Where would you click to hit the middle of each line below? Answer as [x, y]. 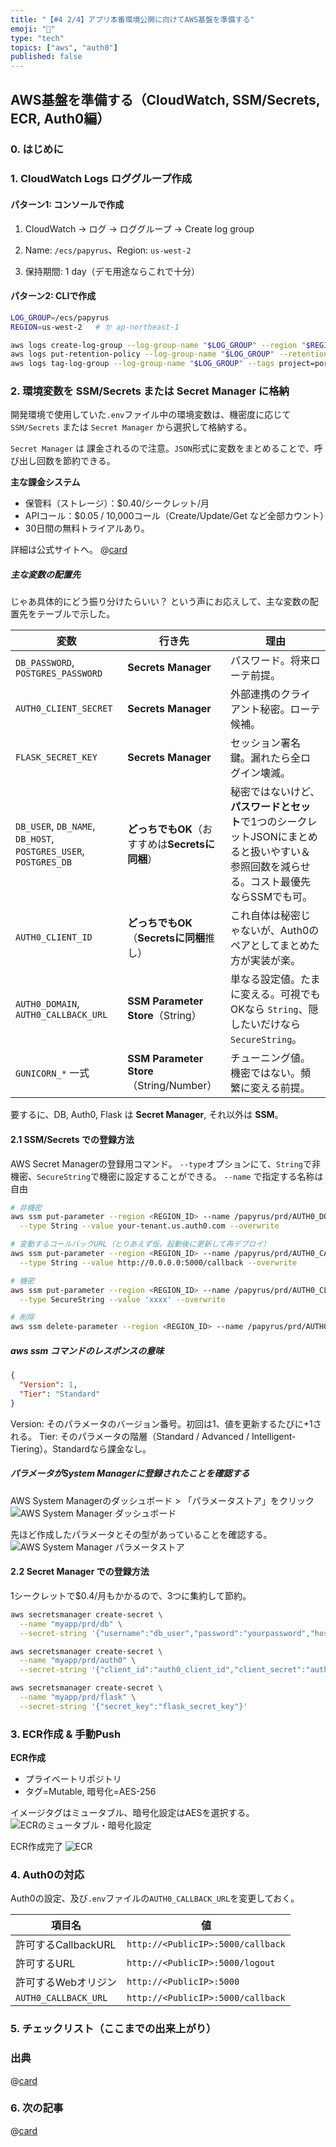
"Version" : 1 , [48, 1385]
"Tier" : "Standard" [60, 1394]
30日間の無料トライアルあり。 [87, 528]
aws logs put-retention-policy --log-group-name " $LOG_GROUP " [142, 354]
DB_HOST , [35, 839]
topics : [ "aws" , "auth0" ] [64, 47]
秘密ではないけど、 [275, 792]
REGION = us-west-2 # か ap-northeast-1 [95, 327]
